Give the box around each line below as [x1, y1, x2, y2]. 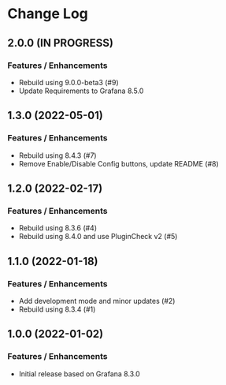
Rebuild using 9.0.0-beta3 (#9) [18, 77, 119, 87]
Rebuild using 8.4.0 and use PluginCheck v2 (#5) [18, 232, 178, 241]
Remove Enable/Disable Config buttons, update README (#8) [18, 159, 220, 168]
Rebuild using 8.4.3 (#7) [18, 151, 97, 160]
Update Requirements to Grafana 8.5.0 [18, 86, 144, 95]
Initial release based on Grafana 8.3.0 [18, 368, 141, 379]
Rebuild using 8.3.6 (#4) [18, 223, 98, 233]
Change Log [7, 5, 88, 23]
